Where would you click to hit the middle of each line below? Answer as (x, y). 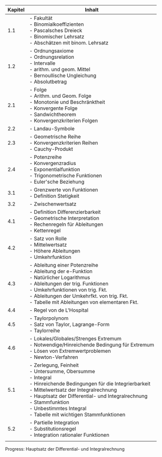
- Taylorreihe (45, 331)
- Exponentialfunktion (55, 169)
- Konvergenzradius (53, 163)
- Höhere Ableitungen (55, 251)
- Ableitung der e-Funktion (61, 271)
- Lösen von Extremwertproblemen (70, 351)
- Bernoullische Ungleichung (63, 75)
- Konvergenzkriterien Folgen (64, 121)
